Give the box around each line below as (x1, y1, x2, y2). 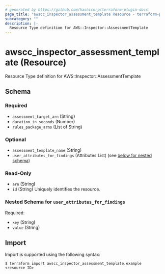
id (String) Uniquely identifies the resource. (12, 186, 101, 192)
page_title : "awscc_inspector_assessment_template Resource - (5, 12, 135, 17)
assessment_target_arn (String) (12, 113, 75, 119)
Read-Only (5, 170, 32, 177)
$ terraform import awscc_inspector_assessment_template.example (5, 261, 141, 266)
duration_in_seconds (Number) (12, 118, 75, 124)
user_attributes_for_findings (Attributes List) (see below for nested (12, 153, 152, 159)
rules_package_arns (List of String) (12, 124, 82, 130)
